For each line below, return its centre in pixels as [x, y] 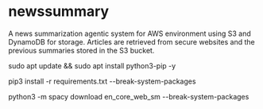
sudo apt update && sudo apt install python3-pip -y [92, 65]
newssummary [59, 12]
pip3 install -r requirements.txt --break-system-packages [102, 81]
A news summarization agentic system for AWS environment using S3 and [130, 33]
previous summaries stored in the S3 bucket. [81, 50]
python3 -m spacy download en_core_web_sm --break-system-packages [129, 96]
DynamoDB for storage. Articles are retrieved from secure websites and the [132, 41]
